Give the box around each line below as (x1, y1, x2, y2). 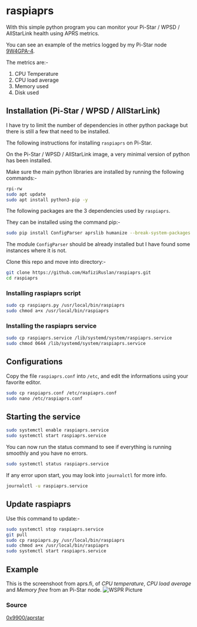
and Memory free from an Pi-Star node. (6, 586, 102, 593)
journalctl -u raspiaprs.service (6, 483, 88, 489)
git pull (6, 532, 28, 538)
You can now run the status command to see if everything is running (6, 444, 172, 451)
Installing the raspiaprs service (6, 321, 97, 330)
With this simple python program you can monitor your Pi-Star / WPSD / (6, 24, 180, 31)
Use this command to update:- (6, 515, 81, 522)
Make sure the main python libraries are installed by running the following (6, 168, 184, 175)
